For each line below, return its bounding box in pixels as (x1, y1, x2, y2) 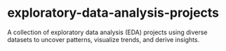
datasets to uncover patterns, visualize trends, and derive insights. (7, 35, 200, 43)
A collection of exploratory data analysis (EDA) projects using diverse (7, 28, 208, 36)
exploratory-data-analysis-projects (7, 5, 220, 21)
